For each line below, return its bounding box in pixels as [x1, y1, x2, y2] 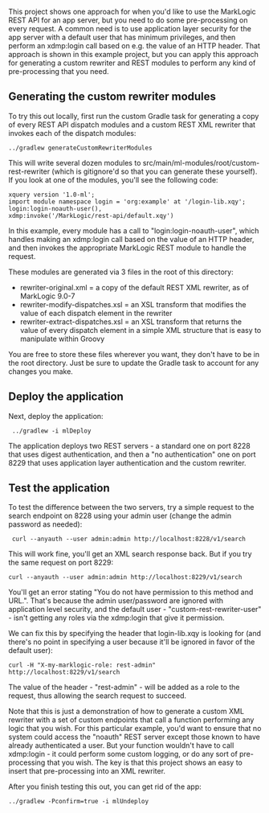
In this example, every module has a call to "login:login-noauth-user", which [8, 225, 259, 236]
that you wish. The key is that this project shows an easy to [47, 758, 243, 767]
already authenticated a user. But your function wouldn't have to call [8, 741, 234, 750]
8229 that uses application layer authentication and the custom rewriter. [8, 458, 247, 467]
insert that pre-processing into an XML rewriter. [8, 766, 166, 776]
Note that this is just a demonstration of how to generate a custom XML [8, 707, 245, 717]
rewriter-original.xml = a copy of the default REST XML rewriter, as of [19, 282, 249, 292]
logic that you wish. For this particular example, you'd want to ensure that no [8, 724, 262, 733]
